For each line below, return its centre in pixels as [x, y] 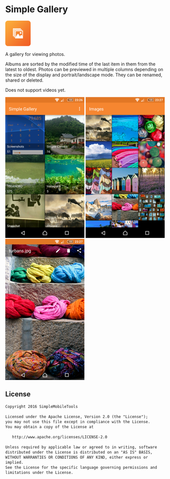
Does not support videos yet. [35, 90]
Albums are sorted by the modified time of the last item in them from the [80, 64]
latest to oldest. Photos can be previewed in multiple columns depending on [84, 69]
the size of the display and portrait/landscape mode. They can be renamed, [84, 75]
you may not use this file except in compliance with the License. [78, 422]
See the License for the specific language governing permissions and [81, 467]
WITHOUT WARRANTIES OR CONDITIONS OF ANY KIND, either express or [77, 457]
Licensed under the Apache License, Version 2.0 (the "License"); [77, 417]
